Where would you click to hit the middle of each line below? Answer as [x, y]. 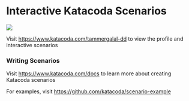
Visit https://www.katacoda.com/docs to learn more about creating [89, 74]
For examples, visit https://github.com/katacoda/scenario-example [88, 91]
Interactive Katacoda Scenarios [86, 11]
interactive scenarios [32, 45]
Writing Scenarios [33, 60]
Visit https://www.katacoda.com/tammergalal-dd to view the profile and [95, 39]
